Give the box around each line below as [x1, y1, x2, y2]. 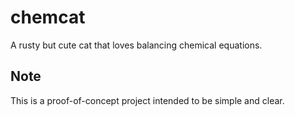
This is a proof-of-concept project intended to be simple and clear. [10, 94, 285, 106]
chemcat [10, 6, 86, 29]
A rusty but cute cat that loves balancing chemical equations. [10, 39, 263, 51]
